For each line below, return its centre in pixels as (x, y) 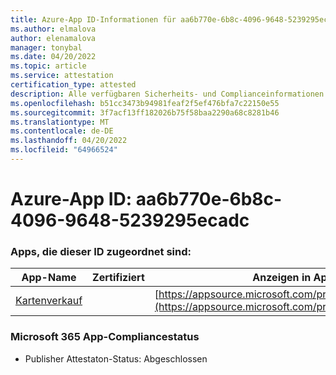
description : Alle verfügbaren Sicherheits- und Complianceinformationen (167, 94)
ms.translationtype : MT (60, 122)
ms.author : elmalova (53, 29)
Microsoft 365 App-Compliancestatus (105, 337)
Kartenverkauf (49, 301)
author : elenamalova (53, 38)
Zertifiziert (118, 278)
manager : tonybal (46, 47)
